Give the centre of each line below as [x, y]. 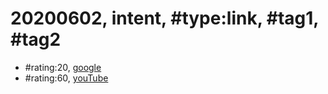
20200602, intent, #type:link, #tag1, [164, 18]
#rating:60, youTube [66, 78]
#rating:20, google [63, 67]
